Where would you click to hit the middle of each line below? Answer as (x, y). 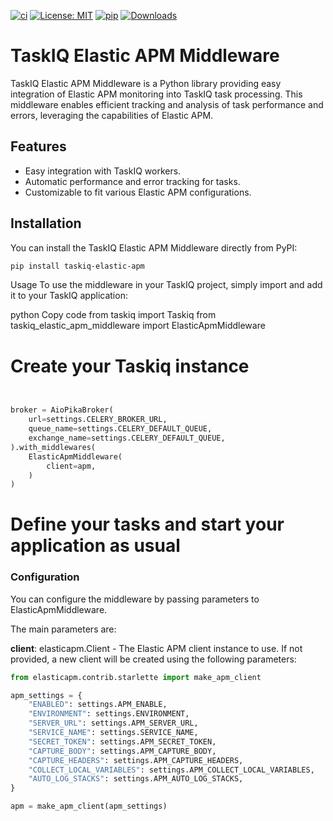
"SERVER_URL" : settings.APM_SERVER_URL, (113, 723)
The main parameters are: (63, 629)
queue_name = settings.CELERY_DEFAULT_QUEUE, (120, 429)
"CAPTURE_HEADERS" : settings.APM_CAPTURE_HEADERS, (136, 760)
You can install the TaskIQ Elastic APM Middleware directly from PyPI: (154, 247)
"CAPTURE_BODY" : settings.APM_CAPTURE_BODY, (122, 751)
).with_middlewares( (53, 447)
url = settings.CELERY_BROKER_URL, (98, 420)
